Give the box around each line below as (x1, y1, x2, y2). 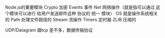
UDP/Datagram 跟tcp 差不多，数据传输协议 (5, 27, 93, 33)
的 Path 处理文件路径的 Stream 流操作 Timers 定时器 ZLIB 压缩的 (5, 17, 137, 22)
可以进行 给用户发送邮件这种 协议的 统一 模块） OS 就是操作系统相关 (18, 10, 158, 16)
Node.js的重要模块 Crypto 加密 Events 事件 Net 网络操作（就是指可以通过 (5, 4, 155, 10)
